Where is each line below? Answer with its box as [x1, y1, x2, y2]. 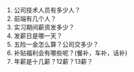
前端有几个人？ [13, 14, 57, 23]
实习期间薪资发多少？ [13, 23, 75, 31]
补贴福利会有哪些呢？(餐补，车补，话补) [13, 49, 128, 57]
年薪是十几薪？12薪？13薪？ [13, 58, 93, 65]
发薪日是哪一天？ [13, 32, 63, 40]
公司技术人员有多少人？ [13, 6, 81, 14]
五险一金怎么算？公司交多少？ [13, 40, 99, 48]
